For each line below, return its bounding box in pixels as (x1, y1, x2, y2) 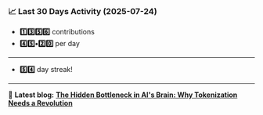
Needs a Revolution (8, 99, 73, 108)
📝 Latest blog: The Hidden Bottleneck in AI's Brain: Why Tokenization (8, 90, 238, 99)
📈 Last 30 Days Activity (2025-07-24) (8, 5, 158, 16)
